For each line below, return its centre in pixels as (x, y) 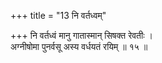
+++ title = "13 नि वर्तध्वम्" (58, 15)
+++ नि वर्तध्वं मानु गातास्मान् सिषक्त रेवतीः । (81, 35)
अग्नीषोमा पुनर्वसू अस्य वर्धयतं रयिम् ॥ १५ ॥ (79, 46)
